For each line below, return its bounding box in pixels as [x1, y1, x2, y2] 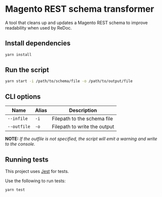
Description [69, 107, 97, 114]
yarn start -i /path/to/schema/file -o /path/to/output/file [5, 79, 133, 84]
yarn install [5, 52, 32, 57]
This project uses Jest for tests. [5, 168, 69, 174]
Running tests [5, 155, 49, 164]
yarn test [5, 187, 26, 192]
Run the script [5, 66, 49, 74]
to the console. [5, 141, 35, 147]
